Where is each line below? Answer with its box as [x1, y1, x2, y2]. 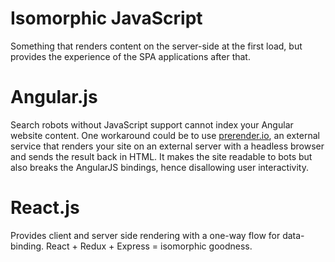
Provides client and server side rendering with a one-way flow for [10, 229, 281, 241]
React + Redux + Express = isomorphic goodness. [46, 240, 253, 252]
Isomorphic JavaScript [10, 7, 203, 30]
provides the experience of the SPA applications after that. [10, 50, 251, 62]
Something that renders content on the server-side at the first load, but [10, 40, 303, 52]
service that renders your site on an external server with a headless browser [10, 140, 325, 152]
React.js [10, 197, 80, 219]
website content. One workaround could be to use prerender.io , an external [10, 129, 320, 141]
